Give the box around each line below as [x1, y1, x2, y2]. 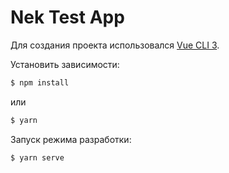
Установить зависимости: [10, 58, 120, 70]
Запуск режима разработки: [10, 133, 132, 145]
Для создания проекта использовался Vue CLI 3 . [10, 39, 220, 51]
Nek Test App [10, 6, 125, 29]
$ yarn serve [10, 152, 65, 163]
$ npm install [10, 77, 70, 88]
